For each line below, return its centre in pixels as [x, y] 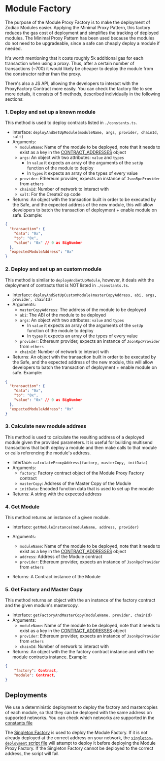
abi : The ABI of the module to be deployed [63, 315]
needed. [14, 48]
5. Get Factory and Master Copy [44, 590]
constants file [19, 723]
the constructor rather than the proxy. [43, 74]
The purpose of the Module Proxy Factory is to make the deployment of [78, 22]
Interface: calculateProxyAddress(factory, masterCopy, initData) [80, 462]
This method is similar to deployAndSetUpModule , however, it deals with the [80, 280]
